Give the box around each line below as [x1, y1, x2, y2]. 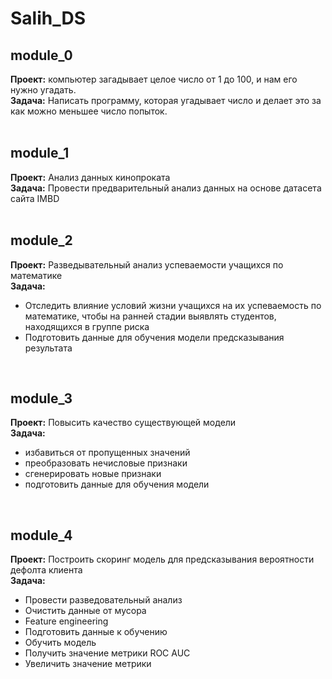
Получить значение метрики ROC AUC [24, 647, 191, 659]
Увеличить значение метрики [24, 658, 152, 670]
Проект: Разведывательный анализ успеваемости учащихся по [10, 258, 284, 271]
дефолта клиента [10, 564, 83, 576]
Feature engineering [24, 615, 109, 627]
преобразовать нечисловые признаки [24, 457, 188, 469]
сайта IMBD [10, 192, 60, 204]
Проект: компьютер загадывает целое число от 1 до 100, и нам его [10, 73, 298, 85]
